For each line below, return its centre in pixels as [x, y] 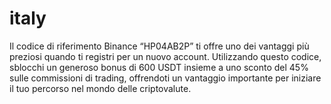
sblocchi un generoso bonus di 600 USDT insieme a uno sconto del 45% [159, 67]
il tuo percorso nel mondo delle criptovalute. [100, 88]
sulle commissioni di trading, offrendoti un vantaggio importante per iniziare [165, 78]
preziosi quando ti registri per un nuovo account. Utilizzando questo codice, [165, 56]
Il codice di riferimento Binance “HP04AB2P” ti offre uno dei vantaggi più [159, 46]
